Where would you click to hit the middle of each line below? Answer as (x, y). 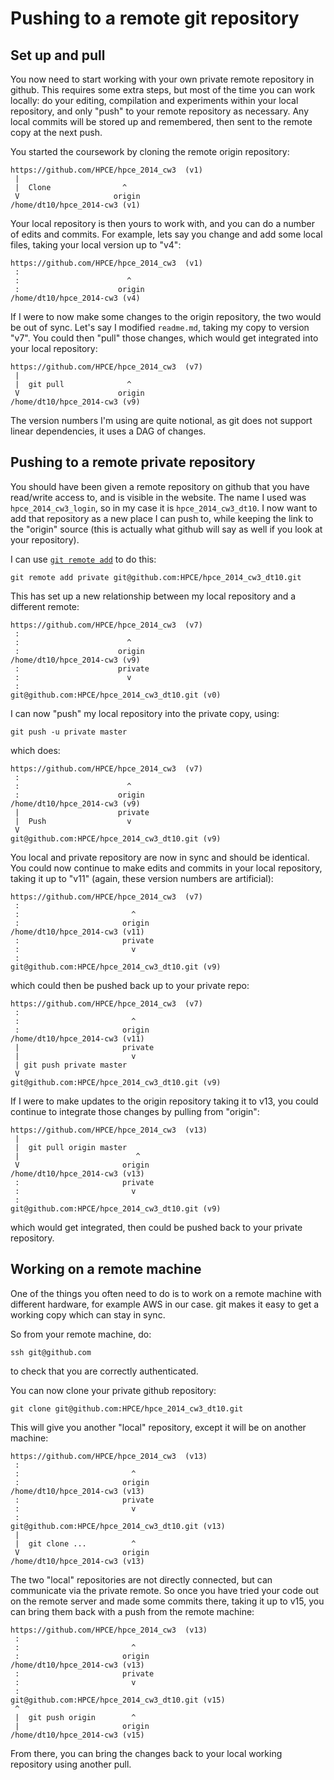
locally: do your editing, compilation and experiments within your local (154, 100)
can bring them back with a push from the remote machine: (132, 1611)
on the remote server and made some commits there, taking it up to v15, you (167, 1601)
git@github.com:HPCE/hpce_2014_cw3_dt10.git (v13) (118, 1526)
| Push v (73, 821)
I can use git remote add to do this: (83, 559)
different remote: (45, 606)
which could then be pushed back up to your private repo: (130, 985)
